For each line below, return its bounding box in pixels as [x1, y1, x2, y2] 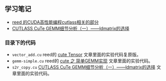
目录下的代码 [5, 39, 36, 46]
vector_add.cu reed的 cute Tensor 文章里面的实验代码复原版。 [12, 52, 141, 58]
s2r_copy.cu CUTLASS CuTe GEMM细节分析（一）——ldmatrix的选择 [12, 64, 155, 70]
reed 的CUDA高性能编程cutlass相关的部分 [12, 19, 99, 25]
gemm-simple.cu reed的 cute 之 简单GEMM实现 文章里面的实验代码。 [12, 58, 153, 64]
